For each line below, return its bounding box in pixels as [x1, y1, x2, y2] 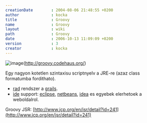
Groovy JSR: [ [5, 106, 35, 112]
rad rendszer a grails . [12, 85, 58, 92]
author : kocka [5, 12, 68, 17]
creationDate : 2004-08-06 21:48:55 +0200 [5, 7, 114, 13]
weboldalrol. [12, 96, 39, 102]
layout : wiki [5, 27, 66, 32]
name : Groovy [5, 22, 70, 27]
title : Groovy [5, 17, 70, 22]
